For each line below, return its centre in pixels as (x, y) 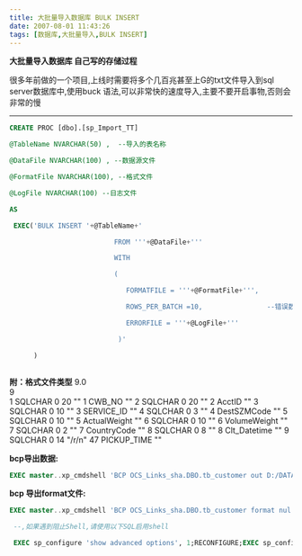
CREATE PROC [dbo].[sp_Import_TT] (74, 128)
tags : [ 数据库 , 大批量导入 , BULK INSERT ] (79, 34)
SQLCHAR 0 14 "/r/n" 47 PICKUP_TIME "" (86, 439)
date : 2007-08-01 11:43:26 (60, 26)
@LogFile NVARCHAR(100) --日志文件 (73, 193)
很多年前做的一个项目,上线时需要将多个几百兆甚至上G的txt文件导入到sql (142, 80)
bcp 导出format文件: (48, 493)
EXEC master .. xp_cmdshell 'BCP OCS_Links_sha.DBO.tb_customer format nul (151, 511)
